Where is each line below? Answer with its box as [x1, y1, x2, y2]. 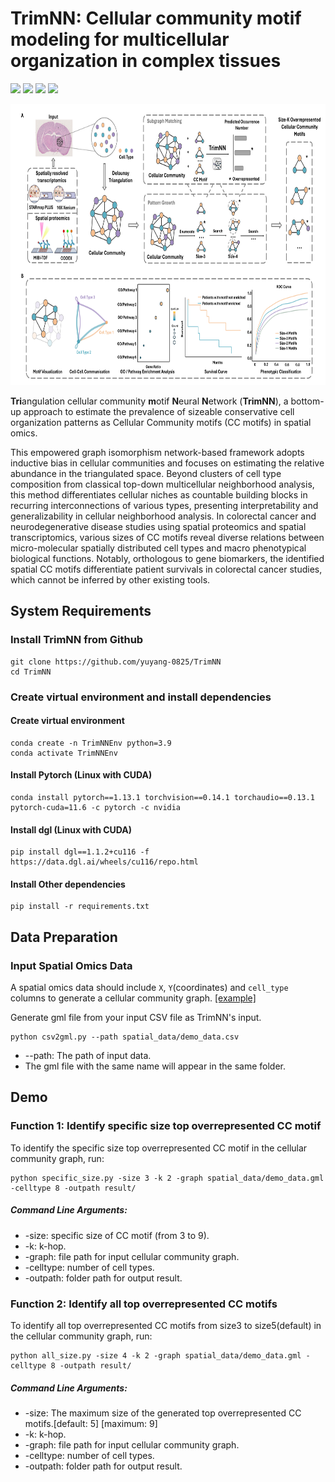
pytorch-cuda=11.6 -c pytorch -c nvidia [10, 802, 182, 812]
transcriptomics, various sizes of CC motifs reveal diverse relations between [10, 531, 325, 543]
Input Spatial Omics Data [10, 958, 133, 972]
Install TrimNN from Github [10, 633, 144, 647]
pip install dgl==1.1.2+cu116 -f [10, 847, 150, 857]
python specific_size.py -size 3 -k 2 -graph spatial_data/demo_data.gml [10, 1173, 325, 1183]
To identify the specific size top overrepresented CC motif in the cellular [10, 1142, 308, 1154]
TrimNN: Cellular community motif [10, 7, 302, 30]
